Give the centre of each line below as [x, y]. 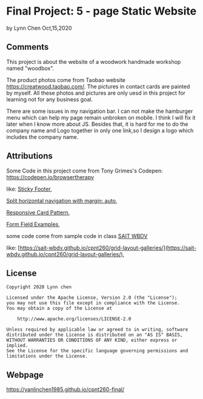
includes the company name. [42, 137]
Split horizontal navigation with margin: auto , [62, 200]
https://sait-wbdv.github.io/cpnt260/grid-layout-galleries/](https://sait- [108, 248]
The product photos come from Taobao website [66, 80]
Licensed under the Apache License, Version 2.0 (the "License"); [92, 298]
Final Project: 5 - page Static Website [101, 11]
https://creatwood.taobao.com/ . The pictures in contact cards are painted [98, 86]
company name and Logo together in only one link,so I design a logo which [100, 130]
